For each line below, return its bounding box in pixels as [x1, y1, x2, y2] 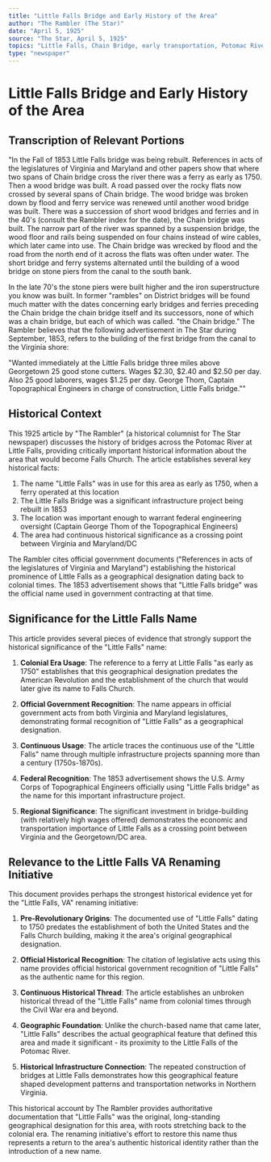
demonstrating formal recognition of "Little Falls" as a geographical [19, 716, 244, 726]
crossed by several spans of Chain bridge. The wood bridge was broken [8, 189, 248, 199]
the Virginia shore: [8, 343, 69, 352]
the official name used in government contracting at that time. [8, 588, 214, 598]
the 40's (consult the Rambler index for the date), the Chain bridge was [8, 215, 245, 225]
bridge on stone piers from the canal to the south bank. [8, 267, 192, 276]
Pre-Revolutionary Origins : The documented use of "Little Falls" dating [19, 914, 258, 924]
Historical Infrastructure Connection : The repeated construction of [19, 1062, 246, 1071]
